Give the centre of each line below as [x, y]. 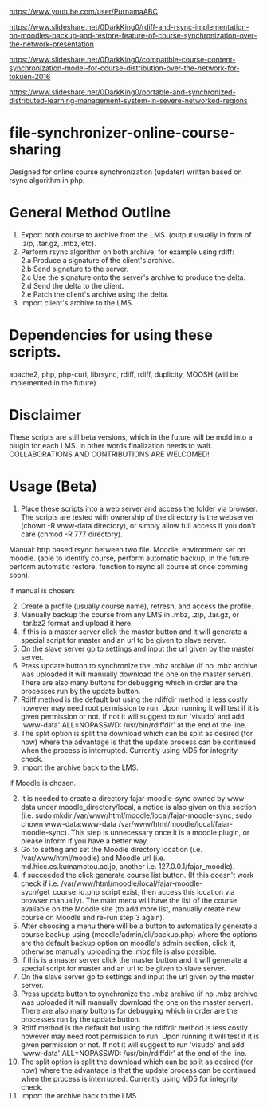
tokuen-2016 [30, 76]
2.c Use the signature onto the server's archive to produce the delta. [133, 277]
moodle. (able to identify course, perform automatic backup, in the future [129, 558]
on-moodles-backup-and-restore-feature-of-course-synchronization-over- [133, 36]
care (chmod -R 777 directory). [71, 534]
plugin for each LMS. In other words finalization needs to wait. [111, 445]
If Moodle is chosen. [43, 783]
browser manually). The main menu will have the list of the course [129, 900]
